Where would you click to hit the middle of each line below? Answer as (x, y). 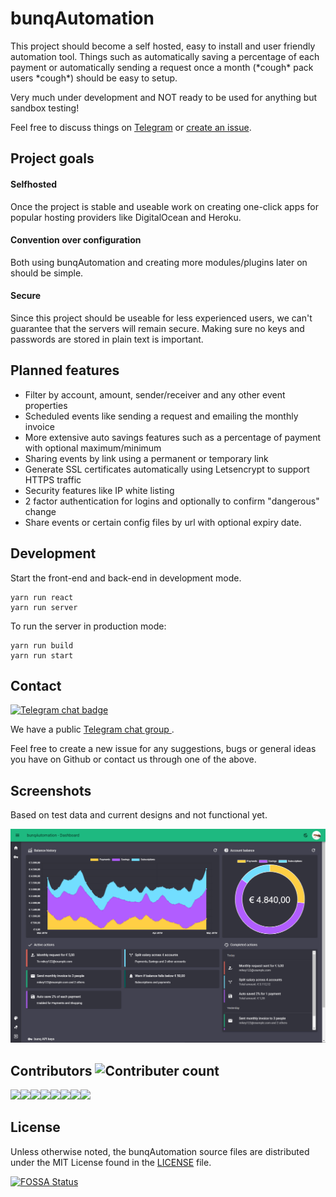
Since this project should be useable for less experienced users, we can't (161, 318)
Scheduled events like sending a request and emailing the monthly (161, 416)
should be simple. (47, 273)
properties (46, 405)
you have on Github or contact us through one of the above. (133, 759)
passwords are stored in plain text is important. (107, 339)
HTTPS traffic (53, 479)
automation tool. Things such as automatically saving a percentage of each (165, 56)
